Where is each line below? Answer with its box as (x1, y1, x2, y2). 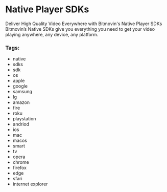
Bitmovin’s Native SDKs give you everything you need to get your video (5, 26, 155, 32)
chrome (12, 159, 29, 165)
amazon (12, 99, 30, 105)
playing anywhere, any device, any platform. (5, 31, 99, 37)
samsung (12, 89, 32, 95)
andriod (12, 121, 30, 127)
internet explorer (12, 181, 48, 187)
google (12, 83, 28, 89)
